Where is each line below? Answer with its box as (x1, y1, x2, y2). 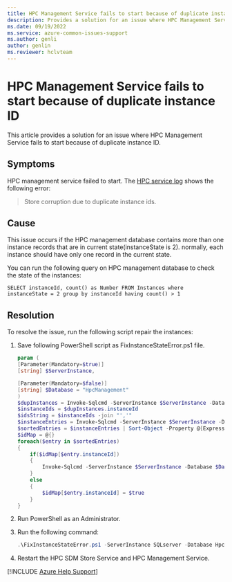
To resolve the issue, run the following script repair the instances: (7, 328, 193, 336)
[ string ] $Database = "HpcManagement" (17, 386, 129, 393)
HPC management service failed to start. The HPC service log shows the (7, 176, 214, 185)
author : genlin (7, 42, 51, 49)
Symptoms (7, 158, 55, 170)
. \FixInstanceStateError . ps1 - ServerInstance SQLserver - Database (17, 541, 213, 549)
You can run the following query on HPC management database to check (7, 264, 215, 272)
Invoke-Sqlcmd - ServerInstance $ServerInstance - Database (42, 464, 213, 471)
